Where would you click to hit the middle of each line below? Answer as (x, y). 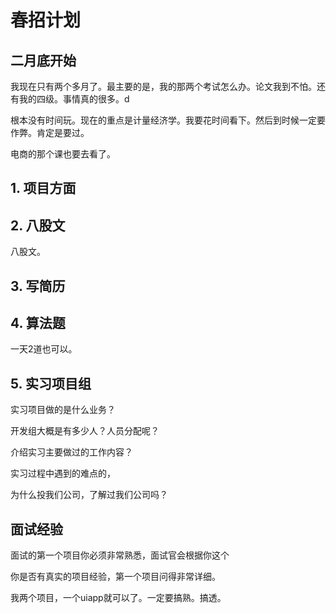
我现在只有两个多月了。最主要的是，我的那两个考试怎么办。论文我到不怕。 (163, 86)
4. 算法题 (38, 322)
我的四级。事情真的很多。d (74, 99)
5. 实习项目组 (51, 383)
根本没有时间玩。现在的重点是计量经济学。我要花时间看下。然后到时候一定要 (168, 120)
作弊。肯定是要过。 (50, 132)
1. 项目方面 (43, 188)
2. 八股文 (38, 225)
